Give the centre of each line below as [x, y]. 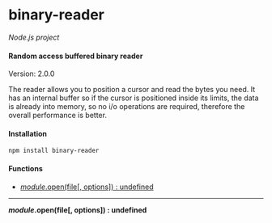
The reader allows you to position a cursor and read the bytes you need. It [132, 90]
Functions [25, 168]
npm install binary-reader [54, 151]
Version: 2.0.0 [32, 74]
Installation [28, 133]
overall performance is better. [58, 116]
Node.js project [34, 37]
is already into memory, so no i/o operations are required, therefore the [127, 107]
